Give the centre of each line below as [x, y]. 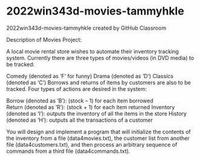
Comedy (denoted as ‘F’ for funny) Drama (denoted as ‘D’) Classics [90, 76]
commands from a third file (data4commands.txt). [68, 151]
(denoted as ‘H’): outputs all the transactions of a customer [79, 120]
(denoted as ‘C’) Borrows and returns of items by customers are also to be [99, 82]
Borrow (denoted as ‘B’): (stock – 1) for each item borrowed [80, 101]
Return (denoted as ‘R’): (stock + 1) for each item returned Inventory [91, 107]
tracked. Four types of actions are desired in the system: [76, 88]
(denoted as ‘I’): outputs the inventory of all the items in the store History [97, 113]
